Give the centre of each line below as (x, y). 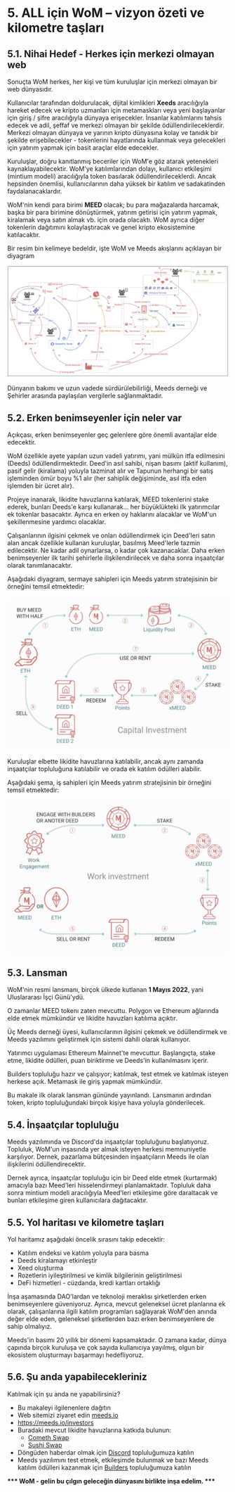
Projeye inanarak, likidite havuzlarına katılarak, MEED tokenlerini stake (108, 499)
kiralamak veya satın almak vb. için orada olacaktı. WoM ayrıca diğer (106, 220)
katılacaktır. (24, 235)
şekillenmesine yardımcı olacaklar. (57, 522)
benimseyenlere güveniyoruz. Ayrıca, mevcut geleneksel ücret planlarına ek (116, 1303)
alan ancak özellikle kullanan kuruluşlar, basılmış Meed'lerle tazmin (104, 543)
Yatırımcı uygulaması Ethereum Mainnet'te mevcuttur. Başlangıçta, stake (112, 1053)
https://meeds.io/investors (55, 1422)
